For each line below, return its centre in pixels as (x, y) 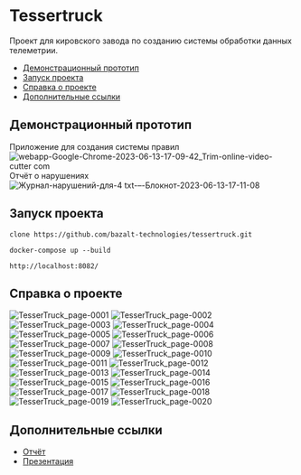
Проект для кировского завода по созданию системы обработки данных (150, 41)
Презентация (48, 461)
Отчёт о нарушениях (49, 175)
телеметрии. (34, 50)
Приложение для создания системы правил (94, 146)
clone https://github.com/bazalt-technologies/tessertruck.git (131, 234)
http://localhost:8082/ (54, 266)
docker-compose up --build (60, 250)
